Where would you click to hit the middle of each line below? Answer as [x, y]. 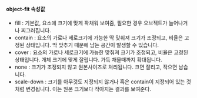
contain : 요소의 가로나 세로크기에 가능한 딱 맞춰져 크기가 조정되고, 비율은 [99, 38]
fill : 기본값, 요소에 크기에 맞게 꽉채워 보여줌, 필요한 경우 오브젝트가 [91, 23]
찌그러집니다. [36, 31]
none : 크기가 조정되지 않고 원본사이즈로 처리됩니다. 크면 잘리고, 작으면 [96, 67]
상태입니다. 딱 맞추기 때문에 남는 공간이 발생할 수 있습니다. [92, 45]
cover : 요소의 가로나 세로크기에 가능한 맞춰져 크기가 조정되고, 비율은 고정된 [101, 52]
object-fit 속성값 [26, 9]
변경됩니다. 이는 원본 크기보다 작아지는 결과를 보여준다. [89, 89]
